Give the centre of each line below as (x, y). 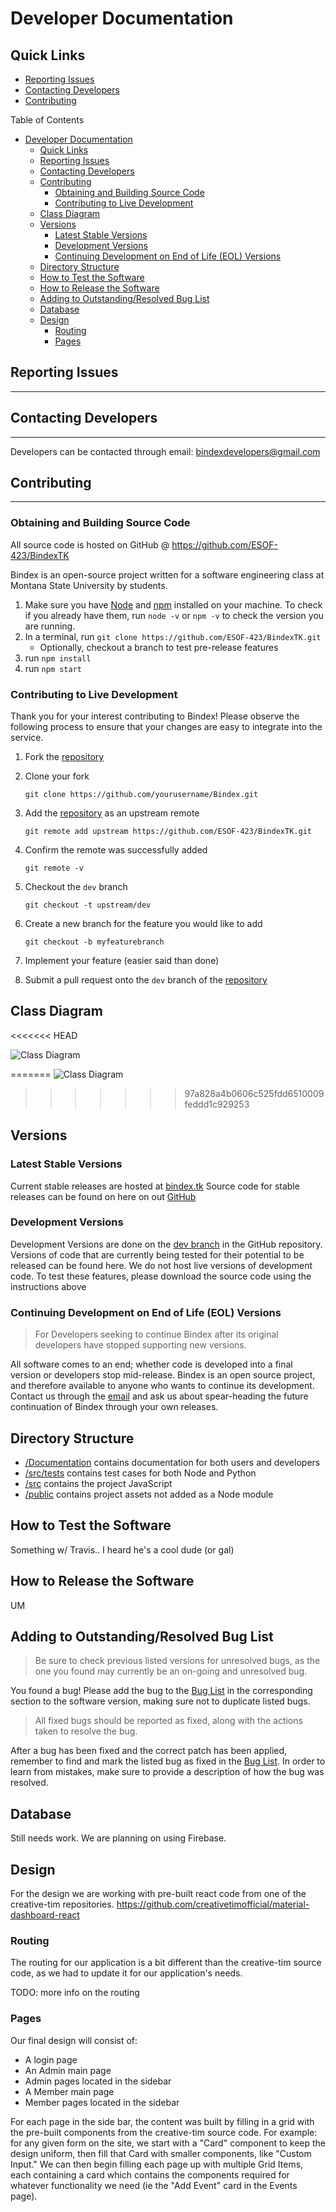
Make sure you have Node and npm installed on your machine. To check (173, 604)
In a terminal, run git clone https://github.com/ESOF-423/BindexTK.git (173, 636)
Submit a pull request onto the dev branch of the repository (146, 980)
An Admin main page (68, 2070)
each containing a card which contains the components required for (150, 2174)
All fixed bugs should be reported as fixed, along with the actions (168, 1721)
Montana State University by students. (89, 585)
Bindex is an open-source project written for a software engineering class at (167, 574)
